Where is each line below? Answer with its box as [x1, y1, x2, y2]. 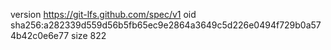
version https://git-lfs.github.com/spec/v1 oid [10, 9, 197, 20]
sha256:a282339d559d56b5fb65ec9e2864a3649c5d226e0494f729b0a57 [10, 19, 322, 31]
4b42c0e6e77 [10, 30, 70, 41]
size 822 [71, 30, 107, 41]
